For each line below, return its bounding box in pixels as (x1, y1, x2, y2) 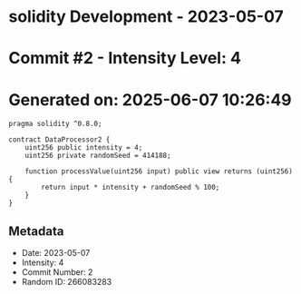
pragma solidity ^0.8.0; (8, 120, 102, 129)
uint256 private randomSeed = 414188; (24, 152, 171, 161)
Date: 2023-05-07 (21, 248, 91, 259)
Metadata (8, 223, 64, 239)
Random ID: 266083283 (21, 277, 112, 288)
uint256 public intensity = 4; (24, 143, 143, 152)
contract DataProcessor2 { (8, 135, 111, 144)
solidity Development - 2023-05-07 (8, 6, 285, 27)
